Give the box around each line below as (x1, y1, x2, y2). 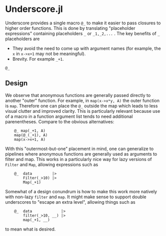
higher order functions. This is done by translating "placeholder (5, 25, 136, 31)
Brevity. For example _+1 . (12, 56, 64, 62)
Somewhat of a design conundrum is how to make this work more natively (5, 188, 157, 194)
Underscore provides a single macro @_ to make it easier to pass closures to (5, 20, 161, 26)
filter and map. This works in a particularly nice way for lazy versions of (5, 156, 152, 162)
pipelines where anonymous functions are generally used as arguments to (5, 151, 158, 157)
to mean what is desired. (5, 226, 56, 232)
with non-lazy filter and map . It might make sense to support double (5, 194, 147, 200)
